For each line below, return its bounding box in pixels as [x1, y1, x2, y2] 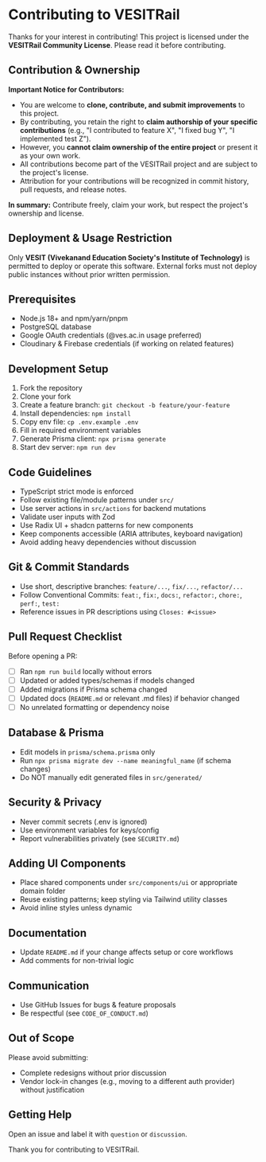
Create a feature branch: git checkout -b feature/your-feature [19, 400, 230, 410]
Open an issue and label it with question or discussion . [8, 1129, 188, 1139]
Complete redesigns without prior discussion [19, 1068, 167, 1078]
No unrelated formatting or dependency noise [19, 702, 170, 712]
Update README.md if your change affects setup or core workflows [19, 947, 233, 957]
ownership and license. [8, 209, 85, 218]
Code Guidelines [8, 466, 93, 479]
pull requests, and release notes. [19, 185, 127, 194]
